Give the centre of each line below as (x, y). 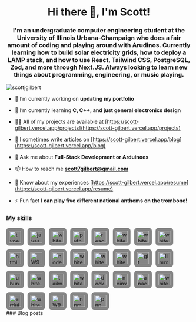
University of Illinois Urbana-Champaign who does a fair (99, 38)
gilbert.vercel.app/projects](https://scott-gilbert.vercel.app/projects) (97, 128)
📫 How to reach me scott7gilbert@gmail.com (72, 169)
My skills (19, 218)
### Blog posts (25, 313)
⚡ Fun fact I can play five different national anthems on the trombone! (101, 201)
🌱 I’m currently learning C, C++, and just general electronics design (98, 110)
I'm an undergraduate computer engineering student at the (99, 31)
